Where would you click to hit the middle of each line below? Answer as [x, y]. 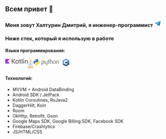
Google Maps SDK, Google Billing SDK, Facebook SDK [68, 121]
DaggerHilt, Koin [29, 105]
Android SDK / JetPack [36, 95]
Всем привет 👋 [29, 9]
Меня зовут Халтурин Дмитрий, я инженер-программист [79, 25]
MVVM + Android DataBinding [43, 89]
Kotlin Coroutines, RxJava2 [40, 100]
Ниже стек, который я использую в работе [60, 39]
